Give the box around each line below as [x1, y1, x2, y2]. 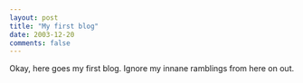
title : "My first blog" [9, 22, 99, 31]
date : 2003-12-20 [9, 30, 75, 39]
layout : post [9, 13, 59, 23]
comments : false [9, 38, 71, 48]
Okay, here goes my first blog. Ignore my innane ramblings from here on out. [9, 63, 295, 74]
